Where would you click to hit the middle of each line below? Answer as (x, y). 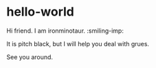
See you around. (30, 57)
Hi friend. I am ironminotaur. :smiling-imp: (65, 31)
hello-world (41, 12)
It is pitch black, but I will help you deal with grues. (78, 44)
